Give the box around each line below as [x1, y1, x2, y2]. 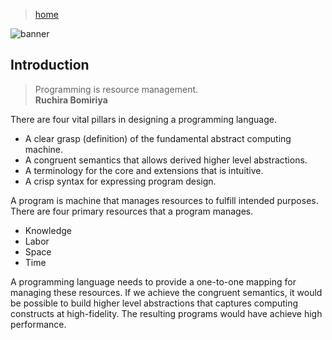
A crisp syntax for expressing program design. [24, 175, 217, 187]
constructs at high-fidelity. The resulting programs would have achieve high [10, 307, 323, 319]
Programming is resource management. [34, 83, 199, 95]
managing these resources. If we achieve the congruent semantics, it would [10, 286, 323, 298]
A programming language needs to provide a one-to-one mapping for [10, 275, 297, 288]
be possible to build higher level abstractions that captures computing [10, 297, 299, 309]
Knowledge [24, 224, 72, 236]
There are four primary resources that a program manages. [10, 205, 254, 217]
